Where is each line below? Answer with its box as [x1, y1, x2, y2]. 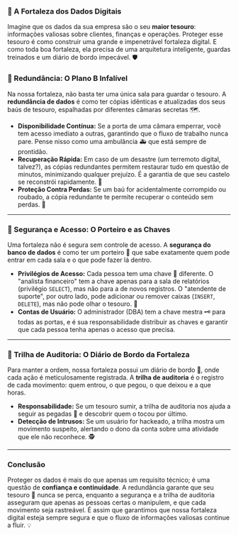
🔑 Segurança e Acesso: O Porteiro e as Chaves [7, 224, 171, 234]
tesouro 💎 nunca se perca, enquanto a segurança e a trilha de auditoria [7, 491, 215, 500]
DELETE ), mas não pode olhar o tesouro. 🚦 [17, 299, 138, 308]
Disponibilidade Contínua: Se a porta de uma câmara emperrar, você [17, 121, 222, 130]
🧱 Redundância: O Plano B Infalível [7, 74, 128, 84]
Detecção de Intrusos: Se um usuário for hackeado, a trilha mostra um [17, 417, 225, 426]
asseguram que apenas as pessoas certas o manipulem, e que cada [7, 498, 207, 507]
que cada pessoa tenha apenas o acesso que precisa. [17, 325, 176, 333]
